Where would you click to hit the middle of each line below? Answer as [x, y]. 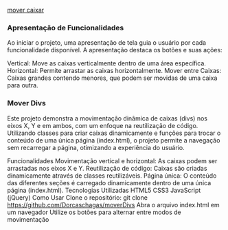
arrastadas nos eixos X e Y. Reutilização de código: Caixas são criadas [107, 168]
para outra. [23, 85]
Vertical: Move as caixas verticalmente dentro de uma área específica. [106, 63]
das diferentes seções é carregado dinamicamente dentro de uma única [109, 182]
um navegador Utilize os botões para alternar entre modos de [94, 212]
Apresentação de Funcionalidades [66, 28]
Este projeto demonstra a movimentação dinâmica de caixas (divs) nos [107, 118]
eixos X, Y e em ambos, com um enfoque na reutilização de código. [103, 125]
